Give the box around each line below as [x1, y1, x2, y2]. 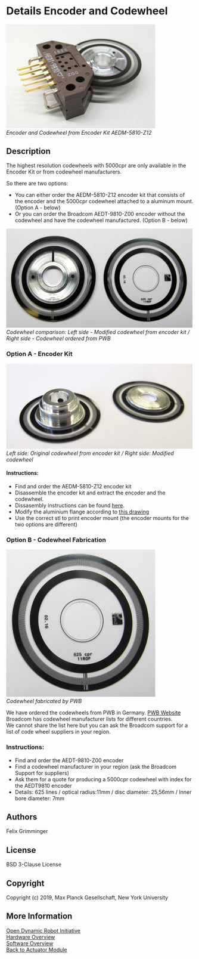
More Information [6, 911, 73, 921]
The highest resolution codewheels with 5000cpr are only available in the [6, 162, 186, 169]
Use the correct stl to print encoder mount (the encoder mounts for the [14, 515, 189, 521]
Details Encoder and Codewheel [6, 4, 168, 18]
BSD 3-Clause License [6, 861, 61, 868]
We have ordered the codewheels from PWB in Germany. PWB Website [6, 709, 181, 716]
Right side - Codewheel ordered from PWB [6, 335, 111, 342]
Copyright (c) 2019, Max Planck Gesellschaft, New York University [6, 894, 169, 901]
